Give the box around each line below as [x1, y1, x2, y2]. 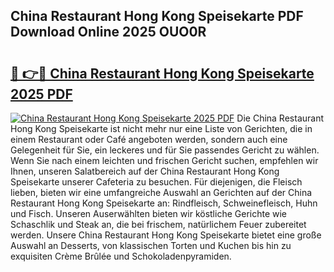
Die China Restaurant [236, 112, 324, 124]
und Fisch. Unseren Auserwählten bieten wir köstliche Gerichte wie [10, 208, 288, 219]
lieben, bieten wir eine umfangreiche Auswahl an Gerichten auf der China [10, 187, 313, 198]
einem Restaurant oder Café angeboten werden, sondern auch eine [10, 134, 288, 145]
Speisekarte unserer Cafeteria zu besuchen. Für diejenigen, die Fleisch [10, 176, 303, 188]
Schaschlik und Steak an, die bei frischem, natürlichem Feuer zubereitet [10, 219, 307, 230]
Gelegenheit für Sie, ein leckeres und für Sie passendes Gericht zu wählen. [10, 144, 320, 156]
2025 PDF [10, 85, 73, 103]
